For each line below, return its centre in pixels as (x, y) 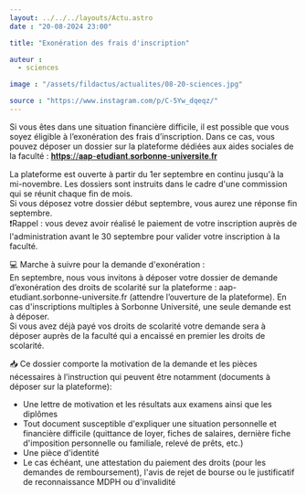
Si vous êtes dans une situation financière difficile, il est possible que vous (149, 126)
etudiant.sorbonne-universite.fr (69, 297)
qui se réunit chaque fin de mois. (71, 194)
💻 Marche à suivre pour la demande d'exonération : (107, 264)
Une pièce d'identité (61, 452)
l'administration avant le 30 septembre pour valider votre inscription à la (145, 236)
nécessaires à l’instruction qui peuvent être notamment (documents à (140, 376)
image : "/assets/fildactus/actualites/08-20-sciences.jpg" (127, 84)
